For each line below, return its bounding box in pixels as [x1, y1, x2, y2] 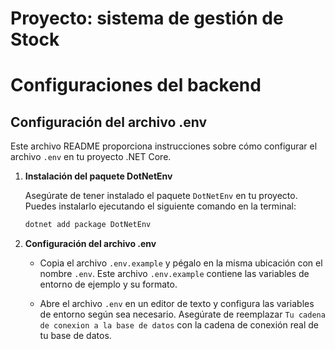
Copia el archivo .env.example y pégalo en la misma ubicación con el [39, 257, 323, 269]
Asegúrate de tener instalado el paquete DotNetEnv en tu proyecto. [24, 190, 298, 202]
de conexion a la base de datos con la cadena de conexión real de [39, 319, 319, 331]
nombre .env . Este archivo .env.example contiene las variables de [39, 268, 310, 280]
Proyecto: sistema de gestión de [10, 7, 284, 30]
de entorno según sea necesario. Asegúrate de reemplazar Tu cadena [39, 308, 326, 321]
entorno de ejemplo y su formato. [39, 278, 178, 291]
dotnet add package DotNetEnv [24, 220, 152, 230]
